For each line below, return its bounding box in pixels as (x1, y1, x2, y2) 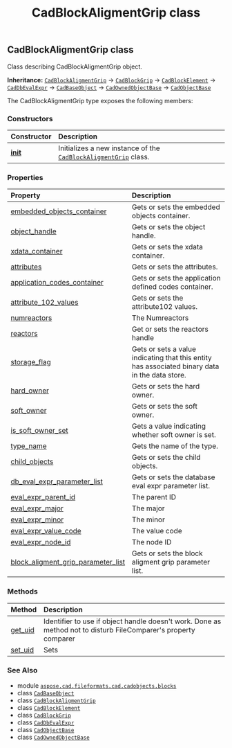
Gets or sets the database (131, 472, 215, 482)
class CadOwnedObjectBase (17, 733, 90, 741)
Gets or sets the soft (131, 402, 198, 411)
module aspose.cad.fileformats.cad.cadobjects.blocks (17, 681, 177, 690)
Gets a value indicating (131, 421, 206, 431)
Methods (7, 587, 38, 596)
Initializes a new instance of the (58, 143, 160, 153)
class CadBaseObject (17, 688, 75, 697)
